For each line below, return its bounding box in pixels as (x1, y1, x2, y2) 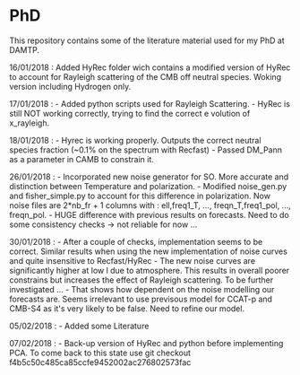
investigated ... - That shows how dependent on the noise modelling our (9, 283, 275, 294)
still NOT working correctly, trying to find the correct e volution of (9, 108, 251, 118)
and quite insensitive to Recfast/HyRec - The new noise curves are (9, 255, 256, 266)
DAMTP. (9, 44, 40, 55)
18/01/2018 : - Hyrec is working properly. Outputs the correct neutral (9, 135, 261, 145)
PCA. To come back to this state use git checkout (9, 347, 191, 358)
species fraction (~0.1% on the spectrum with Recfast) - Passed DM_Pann (9, 144, 282, 155)
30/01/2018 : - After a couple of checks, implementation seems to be (9, 236, 263, 247)
